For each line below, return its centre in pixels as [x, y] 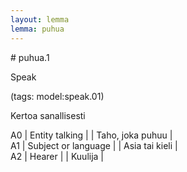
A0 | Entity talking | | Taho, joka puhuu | [91, 135]
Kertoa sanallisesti [48, 115]
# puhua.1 [30, 57]
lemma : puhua [37, 29]
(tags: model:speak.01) [57, 96]
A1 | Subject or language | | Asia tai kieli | [94, 145]
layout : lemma [40, 19]
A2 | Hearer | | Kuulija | [57, 156]
